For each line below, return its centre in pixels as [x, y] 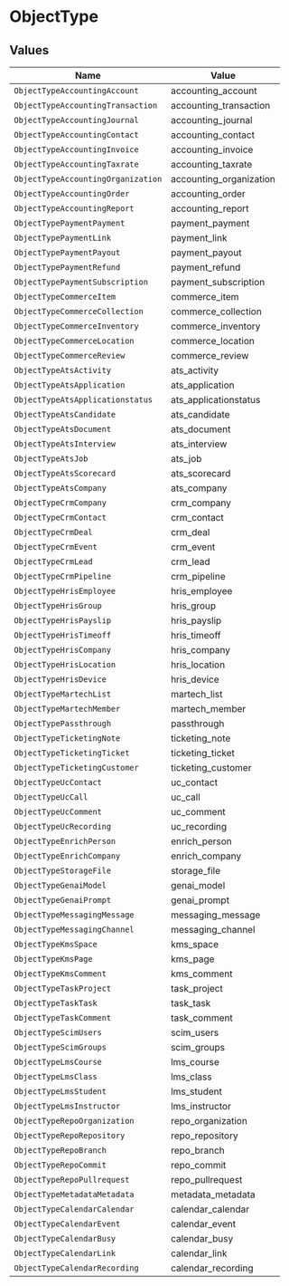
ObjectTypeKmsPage [53, 959]
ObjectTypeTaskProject [62, 988]
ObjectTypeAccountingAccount [76, 91]
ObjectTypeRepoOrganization [74, 1121]
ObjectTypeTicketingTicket [72, 753]
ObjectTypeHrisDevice [60, 680]
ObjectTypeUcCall [51, 797]
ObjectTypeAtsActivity [62, 370]
